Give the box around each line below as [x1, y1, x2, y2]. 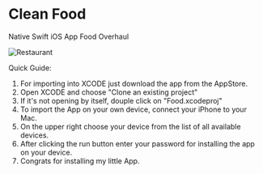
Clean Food [8, 5, 87, 23]
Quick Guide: [8, 62, 52, 73]
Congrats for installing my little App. [19, 155, 140, 166]
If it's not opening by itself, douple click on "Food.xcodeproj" [19, 95, 223, 105]
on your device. [19, 147, 73, 157]
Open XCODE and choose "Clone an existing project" [19, 87, 198, 97]
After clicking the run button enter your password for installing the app [19, 138, 255, 148]
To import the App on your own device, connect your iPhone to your [19, 104, 247, 114]
